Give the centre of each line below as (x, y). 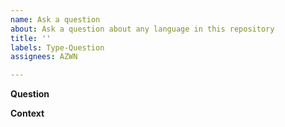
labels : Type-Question (57, 47)
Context (27, 113)
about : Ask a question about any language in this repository (142, 29)
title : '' (31, 38)
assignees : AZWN (44, 57)
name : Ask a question (55, 19)
